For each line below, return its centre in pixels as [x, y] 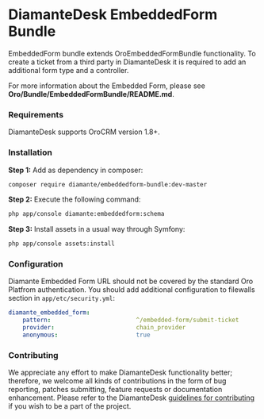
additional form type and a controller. [69, 70]
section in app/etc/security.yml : [61, 298]
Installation [31, 152]
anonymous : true [86, 335]
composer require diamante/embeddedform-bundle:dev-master [108, 184]
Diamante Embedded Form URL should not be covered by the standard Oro [131, 281]
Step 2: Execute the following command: [75, 199]
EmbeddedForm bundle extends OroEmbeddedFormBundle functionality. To [132, 53]
